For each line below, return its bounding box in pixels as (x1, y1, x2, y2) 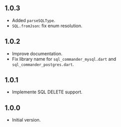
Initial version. (11, 117, 41, 123)
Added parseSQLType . (11, 17, 55, 23)
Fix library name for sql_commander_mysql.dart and (11, 56, 116, 62)
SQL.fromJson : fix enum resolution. (11, 23, 83, 29)
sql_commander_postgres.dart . (11, 61, 74, 67)
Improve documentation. (11, 50, 63, 57)
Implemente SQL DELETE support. (11, 89, 83, 95)
